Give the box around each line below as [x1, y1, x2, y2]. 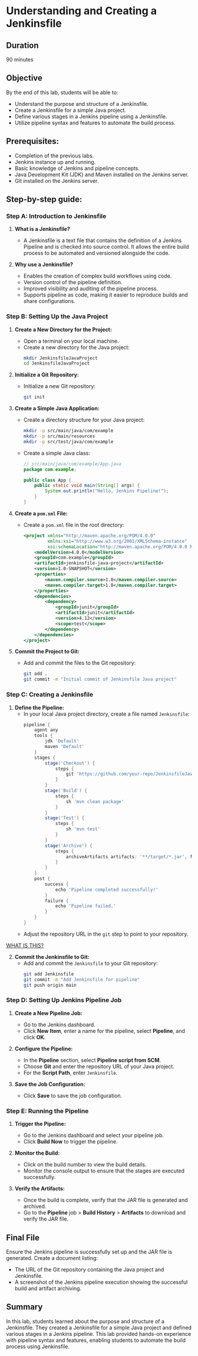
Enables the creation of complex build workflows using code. [23, 272, 172, 279]
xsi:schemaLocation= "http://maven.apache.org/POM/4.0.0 [47, 543, 187, 550]
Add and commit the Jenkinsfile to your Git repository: [23, 959, 158, 967]
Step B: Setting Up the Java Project [6, 313, 108, 321]
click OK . [23, 1033, 46, 1041]
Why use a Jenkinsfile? [14, 261, 74, 268]
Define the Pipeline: [14, 704, 64, 711]
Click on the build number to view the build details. [23, 1161, 147, 1168]
